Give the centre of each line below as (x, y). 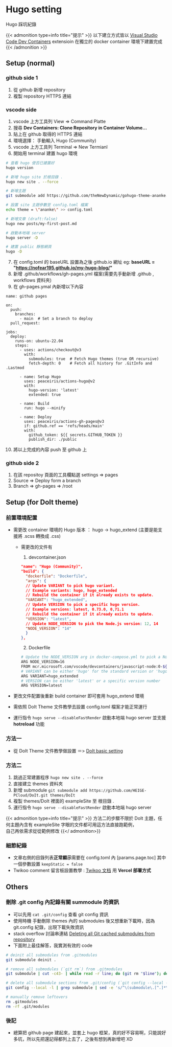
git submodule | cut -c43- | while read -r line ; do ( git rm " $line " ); (84, 974)
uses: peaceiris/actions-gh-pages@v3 (64, 422)
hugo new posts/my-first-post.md (41, 223)
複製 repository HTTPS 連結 (42, 96)
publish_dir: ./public (53, 440)
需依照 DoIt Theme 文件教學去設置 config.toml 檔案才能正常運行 (80, 707)
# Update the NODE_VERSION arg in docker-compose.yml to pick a (91, 657)
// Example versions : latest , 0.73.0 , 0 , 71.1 (75, 609)
